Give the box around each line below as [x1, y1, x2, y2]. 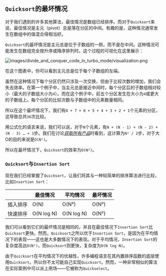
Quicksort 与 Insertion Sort [5, 160, 70, 167]
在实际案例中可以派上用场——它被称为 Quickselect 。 [5, 266, 112, 272]
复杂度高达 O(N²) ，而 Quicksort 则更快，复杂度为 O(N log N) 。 [5, 242, 127, 248]
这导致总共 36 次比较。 [5, 113, 49, 119]
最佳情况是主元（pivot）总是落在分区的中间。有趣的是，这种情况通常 [13, 25, 154, 31]
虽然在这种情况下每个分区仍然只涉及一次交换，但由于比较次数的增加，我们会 [5, 78, 161, 84]
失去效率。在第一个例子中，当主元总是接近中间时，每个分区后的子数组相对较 [5, 84, 161, 90]
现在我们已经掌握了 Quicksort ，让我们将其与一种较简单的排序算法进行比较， [5, 172, 160, 179]
